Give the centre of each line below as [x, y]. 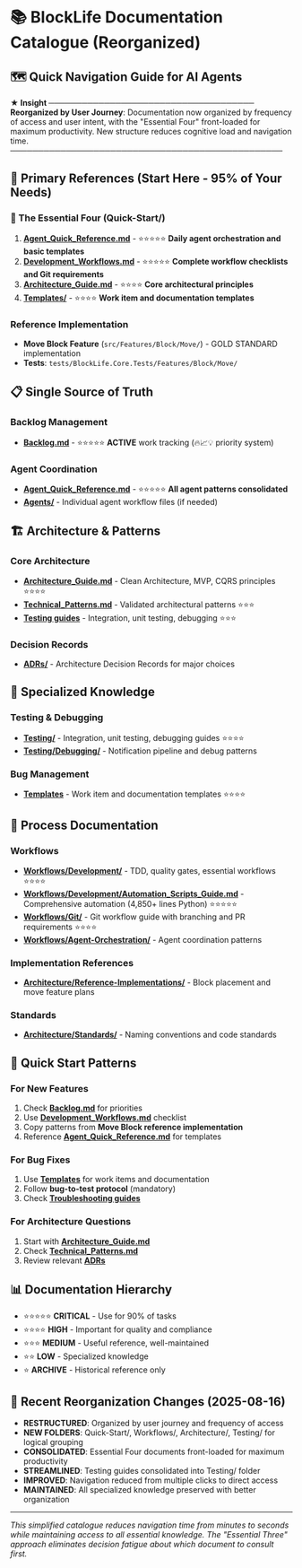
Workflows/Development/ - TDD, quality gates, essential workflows [149, 870]
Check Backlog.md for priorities [82, 1108]
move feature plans [59, 991]
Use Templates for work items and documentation [116, 1180]
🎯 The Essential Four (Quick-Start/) [88, 218]
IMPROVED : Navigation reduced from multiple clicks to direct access [151, 1480]
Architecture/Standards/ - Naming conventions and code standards [150, 1035]
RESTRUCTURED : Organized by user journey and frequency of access [153, 1424]
